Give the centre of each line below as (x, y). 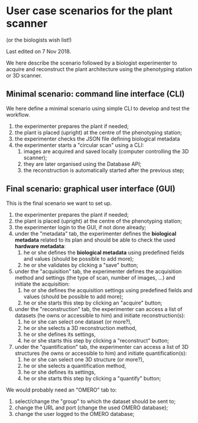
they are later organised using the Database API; (82, 164)
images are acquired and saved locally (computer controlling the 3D (106, 151)
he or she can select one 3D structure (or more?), (84, 359)
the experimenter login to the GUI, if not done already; (80, 227)
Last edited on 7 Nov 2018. (39, 51)
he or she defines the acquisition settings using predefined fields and (108, 290)
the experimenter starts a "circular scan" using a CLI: (79, 145)
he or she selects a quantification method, (75, 366)
